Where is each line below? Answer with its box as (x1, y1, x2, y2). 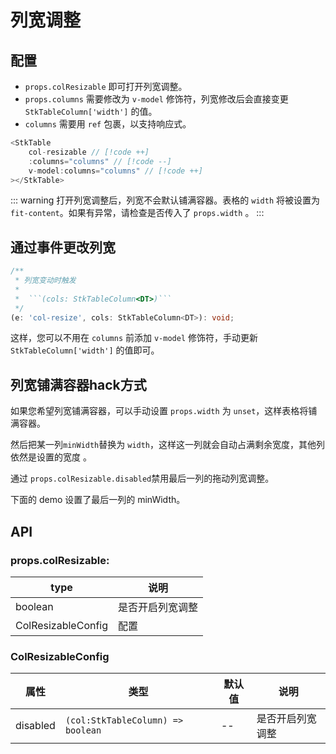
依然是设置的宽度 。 (10, 451, 92, 463)
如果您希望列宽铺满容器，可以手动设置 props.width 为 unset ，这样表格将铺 (10, 405, 318, 417)
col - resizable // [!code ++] (28, 147, 150, 157)
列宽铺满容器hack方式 (10, 376, 147, 393)
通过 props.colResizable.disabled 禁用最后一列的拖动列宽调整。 (10, 472, 275, 485)
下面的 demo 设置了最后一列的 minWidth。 (10, 494, 186, 506)
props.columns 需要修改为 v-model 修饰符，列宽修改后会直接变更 (24, 93, 289, 105)
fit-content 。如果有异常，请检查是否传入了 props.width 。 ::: (10, 207, 265, 219)
